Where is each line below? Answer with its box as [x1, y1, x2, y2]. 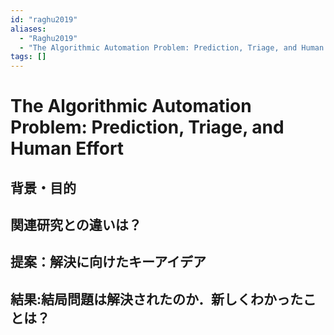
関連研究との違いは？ [10, 217, 142, 234]
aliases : [10, 24, 47, 34]
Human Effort [10, 137, 125, 160]
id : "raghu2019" [10, 14, 78, 25]
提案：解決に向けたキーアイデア [10, 254, 207, 271]
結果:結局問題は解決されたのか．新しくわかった [10, 291, 303, 308]
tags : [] [10, 52, 47, 62]
